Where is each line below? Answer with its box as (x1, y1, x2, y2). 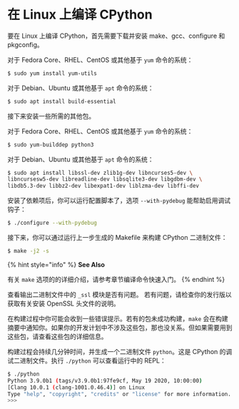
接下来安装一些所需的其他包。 (7, 111, 95, 120)
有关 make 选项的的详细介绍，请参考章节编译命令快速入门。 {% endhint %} (7, 275, 225, 283)
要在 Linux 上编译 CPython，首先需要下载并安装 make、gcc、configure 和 (7, 31, 225, 40)
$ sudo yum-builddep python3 (7, 141, 94, 148)
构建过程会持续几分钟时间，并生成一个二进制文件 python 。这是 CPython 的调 (7, 347, 233, 355)
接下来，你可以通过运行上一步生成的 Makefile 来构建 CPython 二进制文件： (7, 233, 228, 242)
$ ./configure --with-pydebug (7, 219, 98, 227)
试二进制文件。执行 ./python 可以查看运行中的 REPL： (7, 356, 166, 365)
